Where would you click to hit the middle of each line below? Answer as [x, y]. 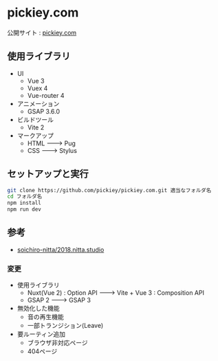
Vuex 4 [37, 88]
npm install [24, 203]
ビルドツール [35, 119]
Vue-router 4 [46, 95]
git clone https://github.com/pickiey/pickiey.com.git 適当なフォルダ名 [109, 190]
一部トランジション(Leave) [65, 326]
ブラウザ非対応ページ [57, 343]
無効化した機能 [38, 309]
